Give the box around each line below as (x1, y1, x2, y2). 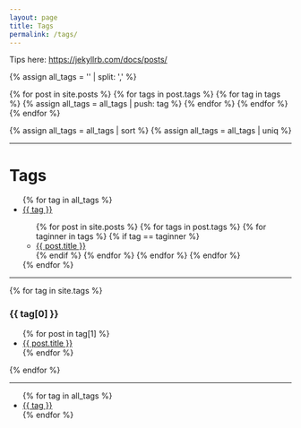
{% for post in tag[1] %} (21, 328, 110, 338)
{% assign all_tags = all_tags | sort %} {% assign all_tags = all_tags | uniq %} (9, 125, 292, 136)
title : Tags (9, 21, 54, 30)
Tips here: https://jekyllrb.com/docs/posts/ (9, 55, 168, 65)
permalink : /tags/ (9, 30, 78, 39)
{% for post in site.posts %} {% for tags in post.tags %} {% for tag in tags (9, 89, 280, 99)
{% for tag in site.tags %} (9, 286, 103, 296)
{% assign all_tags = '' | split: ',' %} (9, 72, 137, 82)
